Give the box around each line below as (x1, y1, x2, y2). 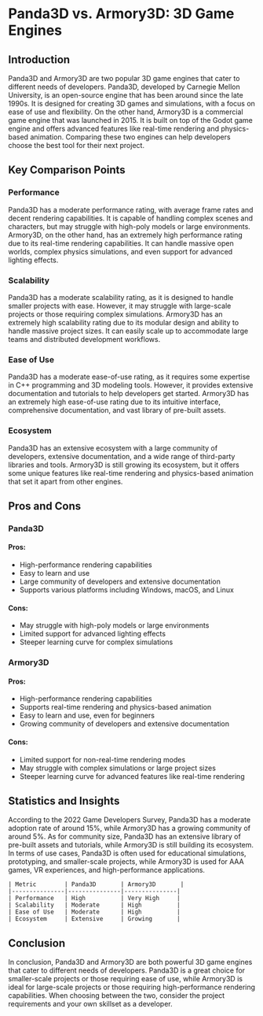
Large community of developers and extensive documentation (19, 577, 221, 587)
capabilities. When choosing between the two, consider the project (8, 991, 225, 1000)
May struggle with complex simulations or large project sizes (19, 763, 216, 773)
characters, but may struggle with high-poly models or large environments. (8, 221, 251, 231)
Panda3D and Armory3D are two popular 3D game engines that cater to (8, 74, 240, 83)
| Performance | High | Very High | (8, 895, 181, 903)
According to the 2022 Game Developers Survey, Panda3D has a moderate (8, 815, 251, 825)
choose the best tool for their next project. (8, 141, 145, 150)
